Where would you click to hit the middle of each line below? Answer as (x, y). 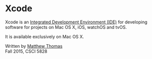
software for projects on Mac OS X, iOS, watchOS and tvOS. (66, 27)
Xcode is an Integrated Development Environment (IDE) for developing (76, 22)
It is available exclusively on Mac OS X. (45, 37)
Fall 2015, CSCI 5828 (26, 51)
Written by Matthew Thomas (34, 46)
